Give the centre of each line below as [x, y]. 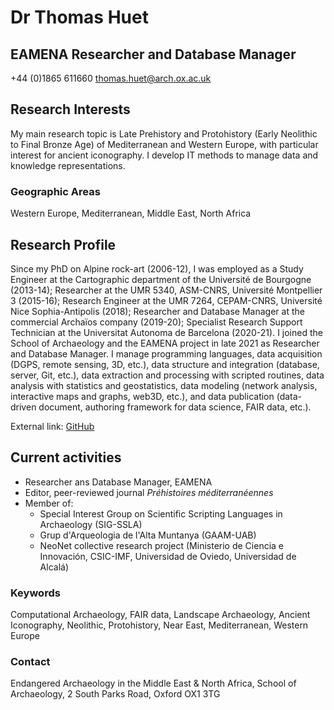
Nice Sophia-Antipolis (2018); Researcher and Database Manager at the [157, 311]
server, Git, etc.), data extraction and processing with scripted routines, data [167, 375]
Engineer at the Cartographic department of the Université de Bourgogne [161, 279]
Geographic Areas [55, 191]
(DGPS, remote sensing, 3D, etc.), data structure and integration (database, [165, 364]
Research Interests [70, 109]
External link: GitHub [52, 426]
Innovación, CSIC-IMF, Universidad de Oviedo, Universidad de [168, 556]
